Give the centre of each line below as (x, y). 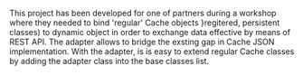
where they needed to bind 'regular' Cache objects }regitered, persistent (145, 23)
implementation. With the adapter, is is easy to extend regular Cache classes (152, 52)
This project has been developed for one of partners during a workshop (143, 13)
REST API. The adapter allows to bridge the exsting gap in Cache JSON (142, 42)
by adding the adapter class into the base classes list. (109, 61)
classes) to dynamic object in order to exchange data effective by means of (150, 32)
